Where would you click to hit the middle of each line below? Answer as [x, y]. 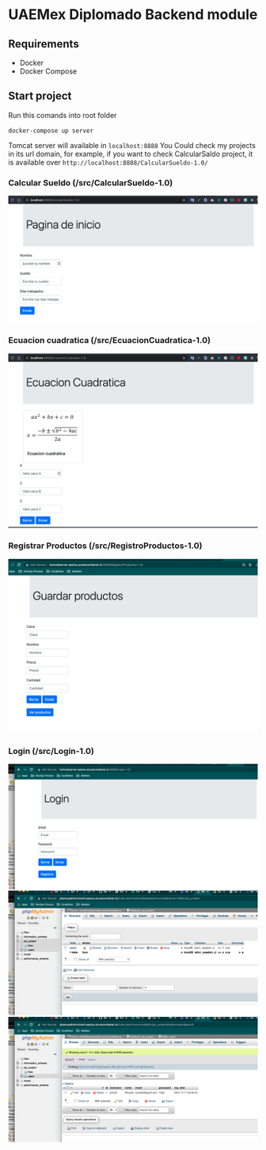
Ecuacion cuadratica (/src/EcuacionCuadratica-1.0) [110, 341]
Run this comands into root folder [63, 115]
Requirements [44, 44]
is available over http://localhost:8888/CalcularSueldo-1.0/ [108, 162]
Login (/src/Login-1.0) [51, 751]
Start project [40, 96]
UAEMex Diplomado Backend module [133, 15]
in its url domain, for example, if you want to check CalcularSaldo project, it [131, 154]
